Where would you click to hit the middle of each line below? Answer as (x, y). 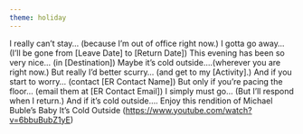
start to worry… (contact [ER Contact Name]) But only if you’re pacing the (146, 81)
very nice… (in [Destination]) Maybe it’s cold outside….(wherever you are (145, 62)
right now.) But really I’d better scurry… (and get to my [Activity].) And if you (151, 72)
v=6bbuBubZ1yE (40, 120)
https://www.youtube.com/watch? (189, 110)
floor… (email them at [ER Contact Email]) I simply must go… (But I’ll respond (151, 91)
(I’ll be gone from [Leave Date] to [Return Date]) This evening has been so (147, 53)
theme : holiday (38, 18)
